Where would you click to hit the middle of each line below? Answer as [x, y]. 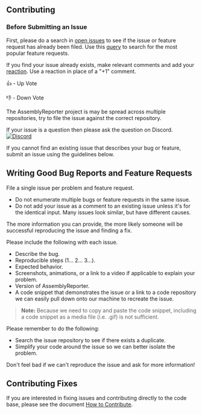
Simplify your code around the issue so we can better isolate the [95, 346]
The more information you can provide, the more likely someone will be [94, 224]
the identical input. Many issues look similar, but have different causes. [103, 212]
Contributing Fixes [42, 384]
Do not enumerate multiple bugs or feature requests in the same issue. [103, 199]
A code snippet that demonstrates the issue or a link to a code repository [106, 292]
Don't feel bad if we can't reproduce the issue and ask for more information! [101, 365]
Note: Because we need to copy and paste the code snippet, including [109, 310]
